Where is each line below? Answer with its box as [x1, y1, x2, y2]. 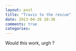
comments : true [5, 21, 37, 27]
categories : [5, 26, 30, 31]
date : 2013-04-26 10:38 [5, 17, 56, 22]
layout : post [5, 7, 33, 13]
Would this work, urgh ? [5, 40, 55, 46]
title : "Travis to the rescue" [5, 12, 71, 17]
